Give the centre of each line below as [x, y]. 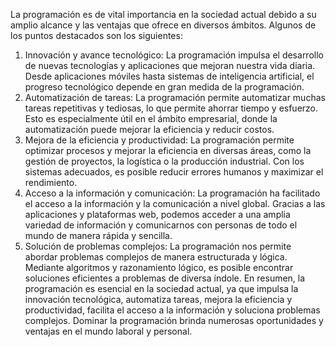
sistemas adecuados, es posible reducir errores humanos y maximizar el [174, 172]
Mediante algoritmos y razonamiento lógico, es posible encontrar [159, 267]
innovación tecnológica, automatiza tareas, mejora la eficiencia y [158, 299]
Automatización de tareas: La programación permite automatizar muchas [175, 97]
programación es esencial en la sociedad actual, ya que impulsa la [161, 288]
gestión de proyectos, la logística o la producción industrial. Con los [164, 161]
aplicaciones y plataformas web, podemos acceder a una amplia [157, 214]
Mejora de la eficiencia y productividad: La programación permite [159, 140]
